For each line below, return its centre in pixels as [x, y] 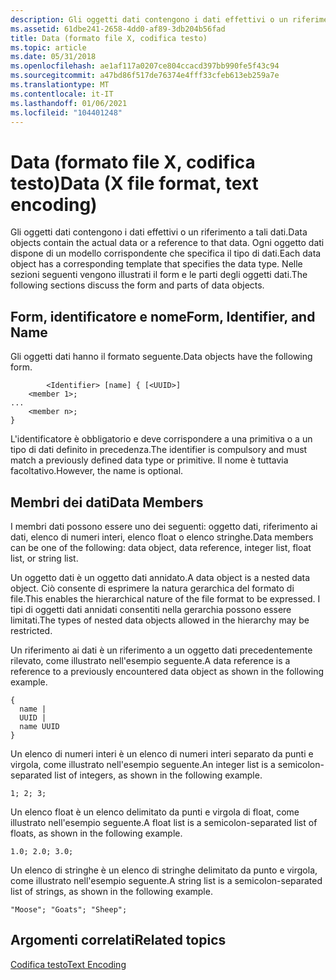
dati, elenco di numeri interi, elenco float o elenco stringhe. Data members [162, 537]
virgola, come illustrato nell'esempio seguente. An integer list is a [143, 764]
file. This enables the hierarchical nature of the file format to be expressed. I [165, 598]
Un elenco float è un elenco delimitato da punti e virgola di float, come [155, 812]
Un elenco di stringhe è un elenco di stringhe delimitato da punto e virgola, [164, 870]
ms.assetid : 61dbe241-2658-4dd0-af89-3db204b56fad [118, 29]
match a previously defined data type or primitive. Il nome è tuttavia [149, 460]
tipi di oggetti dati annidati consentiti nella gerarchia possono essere [151, 609]
